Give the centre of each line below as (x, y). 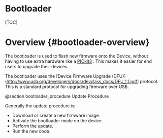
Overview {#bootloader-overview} (78, 42)
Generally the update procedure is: (40, 106)
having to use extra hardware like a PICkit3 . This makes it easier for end (78, 61)
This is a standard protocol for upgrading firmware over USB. (67, 87)
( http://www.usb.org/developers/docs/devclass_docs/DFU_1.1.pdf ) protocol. (82, 81)
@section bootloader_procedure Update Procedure (57, 96)
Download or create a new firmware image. (56, 115)
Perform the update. (33, 126)
